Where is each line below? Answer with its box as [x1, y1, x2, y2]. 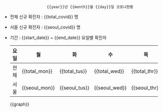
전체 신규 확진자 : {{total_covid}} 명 [9, 14, 79, 20]
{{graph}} [9, 101, 30, 107]
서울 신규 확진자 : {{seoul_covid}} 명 [9, 24, 81, 30]
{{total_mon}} [22, 68, 53, 75]
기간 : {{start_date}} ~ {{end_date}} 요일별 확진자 [9, 35, 107, 40]
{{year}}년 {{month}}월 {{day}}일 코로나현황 [46, 4, 133, 9]
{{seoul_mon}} [22, 84, 55, 91]
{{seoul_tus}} [60, 84, 90, 91]
